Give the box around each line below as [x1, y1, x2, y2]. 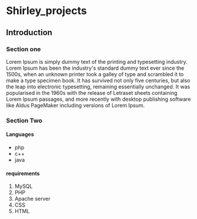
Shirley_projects [6, 4, 87, 18]
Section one [6, 45, 41, 53]
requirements [6, 170, 40, 177]
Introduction [6, 28, 53, 37]
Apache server [14, 195, 51, 203]
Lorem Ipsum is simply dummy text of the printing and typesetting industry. [6, 58, 188, 65]
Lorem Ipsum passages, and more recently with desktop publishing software [6, 95, 191, 102]
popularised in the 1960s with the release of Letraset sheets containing [6, 89, 178, 96]
